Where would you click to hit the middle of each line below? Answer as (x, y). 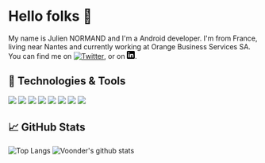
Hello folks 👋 (50, 16)
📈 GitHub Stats (47, 128)
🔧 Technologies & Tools (67, 81)
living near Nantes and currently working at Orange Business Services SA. (130, 46)
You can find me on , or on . (73, 56)
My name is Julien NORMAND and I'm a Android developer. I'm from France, (133, 38)
